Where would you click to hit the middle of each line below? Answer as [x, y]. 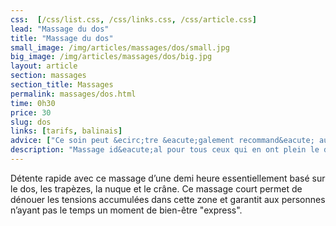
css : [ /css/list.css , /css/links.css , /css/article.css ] [133, 19]
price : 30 [31, 112]
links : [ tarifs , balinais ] [66, 131]
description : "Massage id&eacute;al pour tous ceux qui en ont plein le [165, 150]
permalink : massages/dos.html [73, 94]
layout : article [44, 66]
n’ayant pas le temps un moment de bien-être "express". [126, 210]
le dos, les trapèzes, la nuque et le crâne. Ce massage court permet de [156, 188]
